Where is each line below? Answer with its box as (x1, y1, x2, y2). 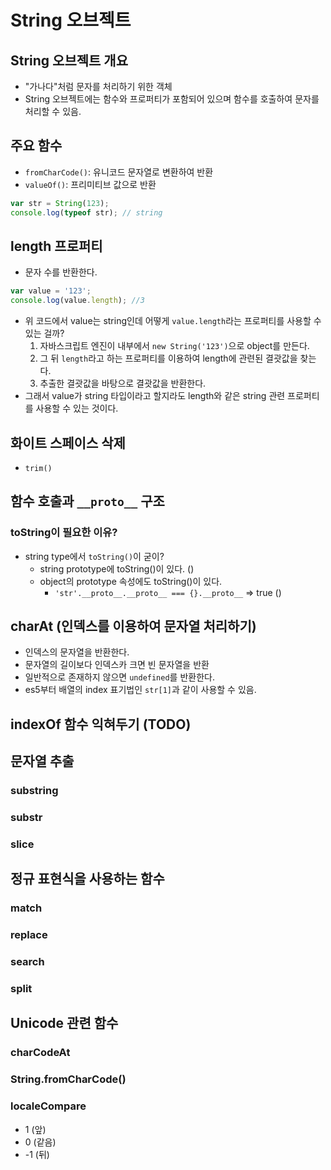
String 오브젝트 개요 (10, 52, 128, 69)
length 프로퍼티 (10, 237, 103, 255)
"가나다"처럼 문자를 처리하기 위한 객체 (24, 81, 173, 92)
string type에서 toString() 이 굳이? (24, 550, 165, 562)
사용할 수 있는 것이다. (35, 402, 119, 415)
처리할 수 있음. (24, 106, 82, 117)
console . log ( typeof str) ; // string (10, 207, 163, 218)
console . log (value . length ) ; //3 (10, 296, 145, 306)
